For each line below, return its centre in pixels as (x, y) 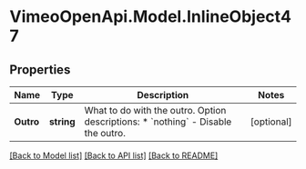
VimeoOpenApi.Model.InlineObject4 (150, 17)
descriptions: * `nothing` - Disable (158, 122)
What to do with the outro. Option (155, 110)
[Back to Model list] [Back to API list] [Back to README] (114, 155)
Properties (40, 70)
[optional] (271, 122)
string (62, 122)
